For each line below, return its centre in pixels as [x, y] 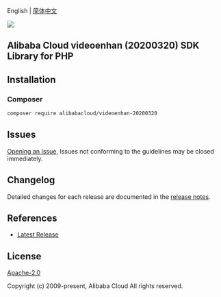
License [24, 256]
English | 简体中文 [32, 11]
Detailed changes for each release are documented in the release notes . [109, 197]
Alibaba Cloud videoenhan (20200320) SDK [103, 46]
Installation [31, 79]
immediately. [25, 158]
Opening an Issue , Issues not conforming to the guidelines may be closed [110, 151]
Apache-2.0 [24, 273]
